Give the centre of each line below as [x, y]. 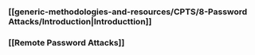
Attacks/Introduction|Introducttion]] [80, 21]
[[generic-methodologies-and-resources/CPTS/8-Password [128, 12]
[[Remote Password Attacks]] [67, 42]
